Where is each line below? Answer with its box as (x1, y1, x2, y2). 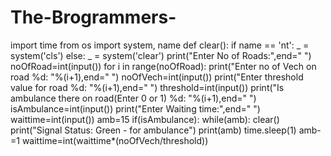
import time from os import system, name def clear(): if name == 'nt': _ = (10, 39, 310, 51)
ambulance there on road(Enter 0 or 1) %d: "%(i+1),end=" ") (10, 92, 257, 104)
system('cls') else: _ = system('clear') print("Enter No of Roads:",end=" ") (10, 49, 312, 61)
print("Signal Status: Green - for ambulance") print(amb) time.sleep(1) (10, 124, 297, 136)
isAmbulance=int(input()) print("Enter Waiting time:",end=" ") (10, 102, 261, 115)
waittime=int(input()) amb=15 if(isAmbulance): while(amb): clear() (10, 113, 280, 125)
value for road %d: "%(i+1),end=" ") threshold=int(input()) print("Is (10, 81, 285, 93)
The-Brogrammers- (10, 6, 177, 29)
